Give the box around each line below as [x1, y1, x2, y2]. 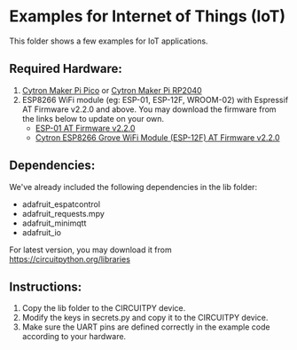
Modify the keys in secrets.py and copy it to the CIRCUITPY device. [21, 313, 269, 323]
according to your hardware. [21, 331, 127, 342]
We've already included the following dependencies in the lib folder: [9, 181, 258, 192]
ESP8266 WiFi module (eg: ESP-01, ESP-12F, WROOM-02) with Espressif [21, 94, 289, 105]
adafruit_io [21, 227, 62, 237]
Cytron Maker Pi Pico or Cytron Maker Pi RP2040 [21, 84, 202, 95]
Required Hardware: [9, 61, 122, 76]
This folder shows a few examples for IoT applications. [9, 36, 208, 46]
